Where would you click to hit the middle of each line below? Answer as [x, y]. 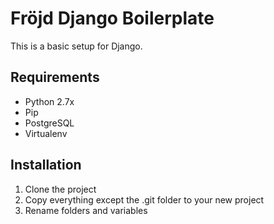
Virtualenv [46, 133]
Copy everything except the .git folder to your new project [144, 199]
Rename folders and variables [86, 210]
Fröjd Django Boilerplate [112, 18]
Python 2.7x [49, 101]
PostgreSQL [49, 123]
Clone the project [60, 189]
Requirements [55, 77]
